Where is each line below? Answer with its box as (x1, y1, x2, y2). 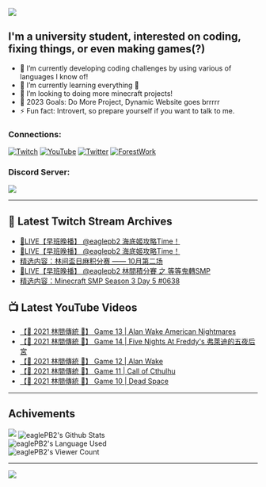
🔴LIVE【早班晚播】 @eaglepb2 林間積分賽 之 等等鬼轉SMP (19, 267, 211, 276)
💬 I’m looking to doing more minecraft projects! (19, 88, 173, 98)
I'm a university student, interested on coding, (8, 30, 241, 44)
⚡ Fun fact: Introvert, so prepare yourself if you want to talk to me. (19, 105, 235, 115)
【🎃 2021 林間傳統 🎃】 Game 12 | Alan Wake (19, 357, 164, 366)
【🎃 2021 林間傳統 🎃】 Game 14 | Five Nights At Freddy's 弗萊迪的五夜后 (19, 337, 256, 347)
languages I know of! (19, 71, 89, 81)
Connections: (8, 128, 62, 140)
